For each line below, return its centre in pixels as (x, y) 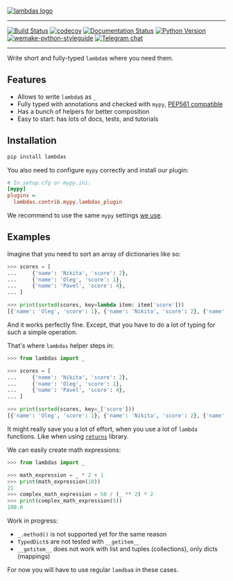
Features (27, 80)
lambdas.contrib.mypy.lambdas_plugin (68, 202)
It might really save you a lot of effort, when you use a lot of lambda (102, 429)
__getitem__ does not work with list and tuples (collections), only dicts (118, 549)
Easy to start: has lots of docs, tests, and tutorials (88, 119)
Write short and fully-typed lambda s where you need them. (90, 58)
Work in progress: (33, 521)
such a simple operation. (42, 332)
